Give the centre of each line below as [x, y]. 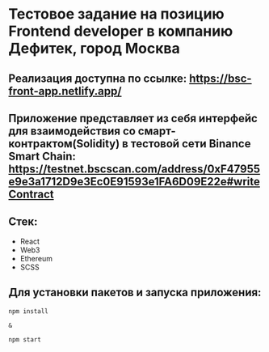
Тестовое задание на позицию [116, 14]
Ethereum [36, 258]
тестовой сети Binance [191, 144]
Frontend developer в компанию [121, 31]
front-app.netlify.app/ [65, 91]
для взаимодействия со [72, 131]
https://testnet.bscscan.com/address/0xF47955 [134, 169]
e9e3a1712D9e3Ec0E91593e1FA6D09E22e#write [134, 182]
